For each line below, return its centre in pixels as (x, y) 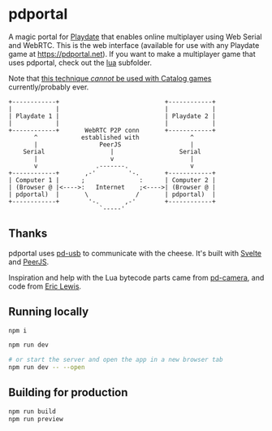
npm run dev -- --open (47, 368)
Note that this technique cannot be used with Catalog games (110, 78)
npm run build (32, 411)
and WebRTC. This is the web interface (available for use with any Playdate (134, 45)
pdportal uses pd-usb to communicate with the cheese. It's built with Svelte (135, 253)
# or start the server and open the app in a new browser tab (116, 360)
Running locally (49, 312)
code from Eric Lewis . (45, 286)
